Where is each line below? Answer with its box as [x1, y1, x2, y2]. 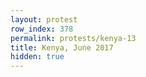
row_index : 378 [10, 24, 74, 34]
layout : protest [10, 14, 78, 25]
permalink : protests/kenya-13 [10, 33, 137, 43]
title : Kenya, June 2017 [10, 42, 114, 53]
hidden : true [10, 52, 65, 62]
